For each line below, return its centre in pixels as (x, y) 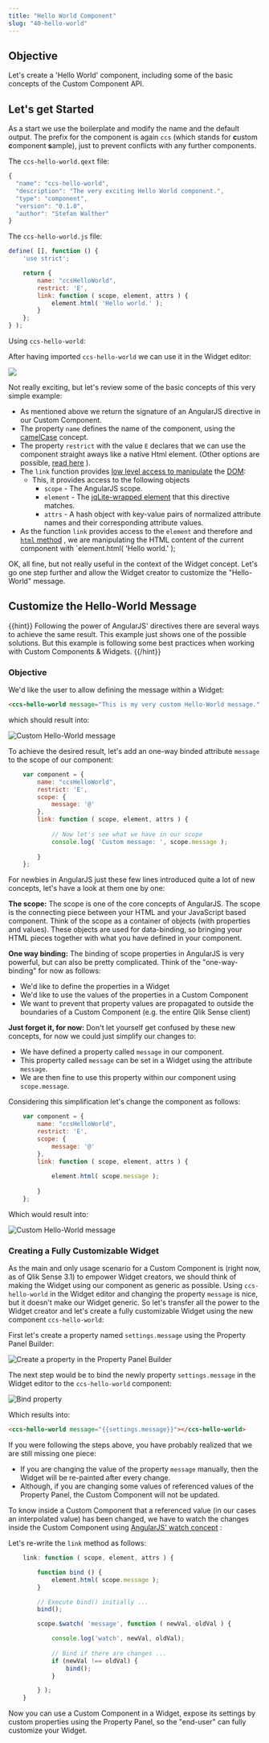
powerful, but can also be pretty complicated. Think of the (104, 963)
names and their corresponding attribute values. (124, 523)
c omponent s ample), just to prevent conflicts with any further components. (132, 146)
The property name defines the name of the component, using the (127, 429)
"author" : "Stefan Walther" (63, 213)
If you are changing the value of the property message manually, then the (139, 1469)
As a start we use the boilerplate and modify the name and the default (124, 129)
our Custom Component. (61, 420)
